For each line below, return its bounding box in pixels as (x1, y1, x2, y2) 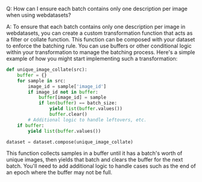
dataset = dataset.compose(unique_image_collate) (6, 139, 134, 145)
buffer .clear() (49, 111, 87, 117)
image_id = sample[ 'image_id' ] (28, 83, 107, 89)
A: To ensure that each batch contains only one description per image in (6, 23, 186, 30)
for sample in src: (17, 77, 66, 83)
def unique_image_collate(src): (6, 67, 87, 73)
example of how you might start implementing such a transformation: (6, 55, 178, 62)
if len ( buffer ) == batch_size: (38, 100, 118, 106)
